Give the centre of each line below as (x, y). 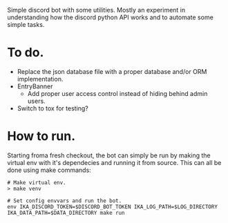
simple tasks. (26, 25)
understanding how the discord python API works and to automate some (111, 17)
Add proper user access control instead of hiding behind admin (117, 93)
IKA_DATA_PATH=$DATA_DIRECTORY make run (66, 213)
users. (37, 101)
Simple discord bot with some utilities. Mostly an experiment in (96, 10)
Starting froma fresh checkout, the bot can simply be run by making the (109, 155)
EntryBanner (35, 86)
